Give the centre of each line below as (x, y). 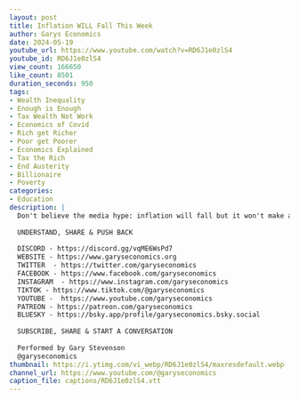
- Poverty (28, 183)
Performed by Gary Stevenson (71, 347)
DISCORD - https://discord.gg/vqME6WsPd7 (95, 249)
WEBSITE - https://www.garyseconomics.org (97, 257)
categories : (31, 191)
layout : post (33, 17)
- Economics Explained (51, 149)
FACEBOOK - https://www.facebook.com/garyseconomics (117, 274)
